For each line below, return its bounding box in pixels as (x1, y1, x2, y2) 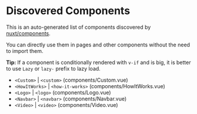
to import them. (6, 47, 44, 54)
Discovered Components (6, 4, 131, 18)
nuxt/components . (6, 29, 51, 36)
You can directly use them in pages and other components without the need (6, 41, 190, 48)
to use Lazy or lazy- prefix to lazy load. (6, 65, 101, 72)
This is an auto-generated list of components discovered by (6, 24, 151, 31)
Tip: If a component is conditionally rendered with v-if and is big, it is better (6, 59, 191, 66)
